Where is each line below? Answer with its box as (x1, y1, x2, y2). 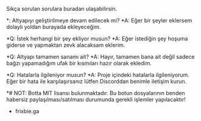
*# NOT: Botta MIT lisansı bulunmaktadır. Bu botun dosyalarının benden (6, 90, 185, 96)
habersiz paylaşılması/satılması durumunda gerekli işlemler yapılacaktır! (6, 96, 186, 103)
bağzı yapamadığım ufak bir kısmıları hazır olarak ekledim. (6, 60, 152, 67)
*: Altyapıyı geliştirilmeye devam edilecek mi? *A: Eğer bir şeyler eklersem (6, 17, 192, 24)
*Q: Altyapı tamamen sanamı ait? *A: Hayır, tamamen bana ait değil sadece (6, 53, 195, 60)
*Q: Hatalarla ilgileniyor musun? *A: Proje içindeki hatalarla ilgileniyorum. (6, 71, 190, 78)
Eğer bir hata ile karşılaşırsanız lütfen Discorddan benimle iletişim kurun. (6, 78, 187, 85)
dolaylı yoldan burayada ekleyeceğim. (6, 24, 101, 30)
